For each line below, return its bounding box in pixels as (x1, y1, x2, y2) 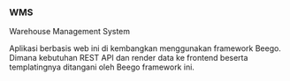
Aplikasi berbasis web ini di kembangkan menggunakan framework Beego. (9, 43, 281, 54)
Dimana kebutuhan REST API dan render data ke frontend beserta (9, 53, 248, 63)
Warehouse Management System (9, 26, 131, 37)
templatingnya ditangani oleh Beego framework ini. (9, 62, 195, 72)
